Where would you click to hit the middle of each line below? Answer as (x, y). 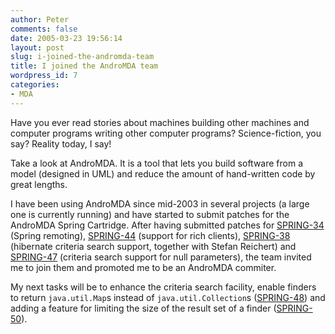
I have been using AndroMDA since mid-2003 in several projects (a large (160, 203)
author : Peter (40, 19)
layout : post (37, 47)
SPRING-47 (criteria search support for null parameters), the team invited (161, 257)
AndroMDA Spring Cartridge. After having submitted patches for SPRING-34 (167, 225)
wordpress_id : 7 (44, 76)
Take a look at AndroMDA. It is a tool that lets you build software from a (157, 163)
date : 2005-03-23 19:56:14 (66, 38)
